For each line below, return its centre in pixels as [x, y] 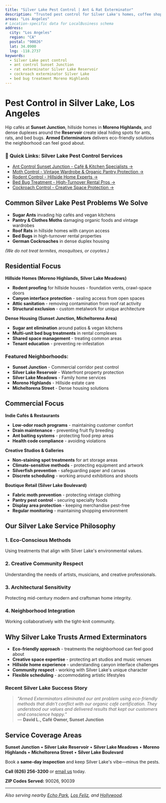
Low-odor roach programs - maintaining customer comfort [73, 425]
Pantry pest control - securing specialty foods [60, 500]
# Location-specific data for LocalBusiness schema [59, 23]
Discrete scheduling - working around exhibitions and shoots [75, 476]
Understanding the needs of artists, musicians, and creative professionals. [81, 574]
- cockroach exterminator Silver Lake [50, 74]
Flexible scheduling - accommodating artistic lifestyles [69, 675]
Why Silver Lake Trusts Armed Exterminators [76, 637]
